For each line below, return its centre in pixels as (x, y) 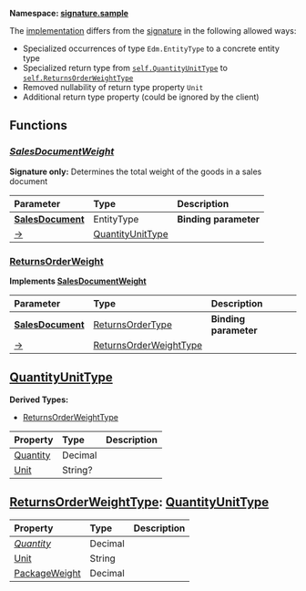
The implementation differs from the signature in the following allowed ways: (153, 31)
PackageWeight (48, 573)
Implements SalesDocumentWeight (78, 281)
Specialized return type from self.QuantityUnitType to (125, 68)
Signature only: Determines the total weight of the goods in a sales (136, 171)
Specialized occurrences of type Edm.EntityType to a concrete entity (151, 48)
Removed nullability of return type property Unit (113, 87)
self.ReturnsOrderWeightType (78, 78)
